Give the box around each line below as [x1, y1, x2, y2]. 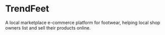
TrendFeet [5, 3, 49, 14]
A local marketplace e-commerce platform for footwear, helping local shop [5, 19, 160, 25]
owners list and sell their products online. [5, 24, 91, 30]
